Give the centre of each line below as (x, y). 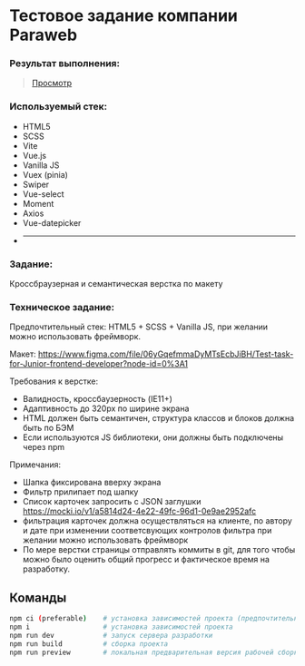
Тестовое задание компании (124, 16)
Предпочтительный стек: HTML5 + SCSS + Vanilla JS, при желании (139, 327)
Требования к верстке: (54, 381)
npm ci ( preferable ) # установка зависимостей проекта (121, 619)
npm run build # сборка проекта (89, 644)
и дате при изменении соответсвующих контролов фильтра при (147, 531)
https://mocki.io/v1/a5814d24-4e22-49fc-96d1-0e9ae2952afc (139, 511)
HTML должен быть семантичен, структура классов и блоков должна (158, 418)
